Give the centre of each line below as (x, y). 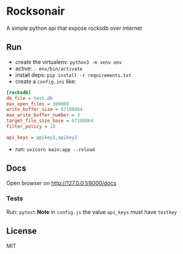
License (22, 231)
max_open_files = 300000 (38, 104)
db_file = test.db (29, 98)
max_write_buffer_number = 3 (43, 115)
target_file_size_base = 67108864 (50, 121)
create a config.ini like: (46, 81)
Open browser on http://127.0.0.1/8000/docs (61, 183)
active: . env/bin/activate (49, 68)
